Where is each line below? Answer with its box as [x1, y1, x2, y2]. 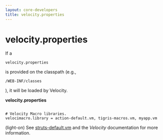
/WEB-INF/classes [5, 79, 42, 84]
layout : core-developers [5, 7, 58, 13]
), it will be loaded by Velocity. [5, 88, 68, 94]
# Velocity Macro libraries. [5, 111, 67, 116]
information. [5, 130, 31, 136]
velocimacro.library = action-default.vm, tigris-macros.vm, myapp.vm [5, 116, 157, 121]
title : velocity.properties [5, 12, 65, 17]
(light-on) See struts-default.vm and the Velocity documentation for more [5, 124, 158, 131]
